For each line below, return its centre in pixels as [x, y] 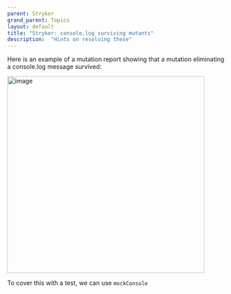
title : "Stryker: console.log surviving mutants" [81, 33]
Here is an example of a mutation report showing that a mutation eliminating [116, 59]
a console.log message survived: [55, 67]
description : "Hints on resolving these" [70, 40]
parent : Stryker [31, 14]
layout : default [31, 26]
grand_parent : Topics [39, 20]
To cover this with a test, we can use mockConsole [78, 283]
